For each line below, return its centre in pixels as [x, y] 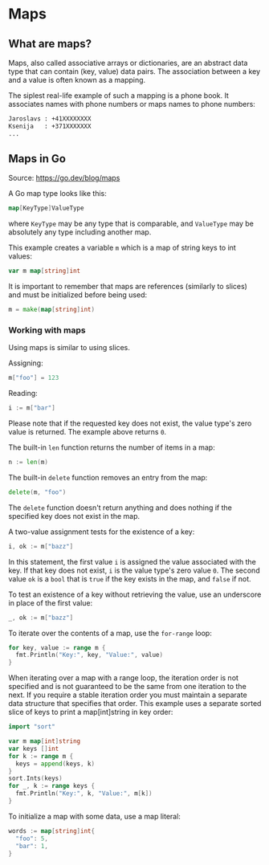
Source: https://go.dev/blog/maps [64, 178]
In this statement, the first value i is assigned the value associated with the [132, 561]
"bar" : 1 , [32, 846]
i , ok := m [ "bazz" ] [41, 546]
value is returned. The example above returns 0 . [88, 432]
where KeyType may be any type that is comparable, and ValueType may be [131, 224]
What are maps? [50, 44]
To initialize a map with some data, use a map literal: [94, 816]
